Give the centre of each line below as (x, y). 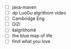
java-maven (24, 7)
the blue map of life (32, 36)
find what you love (31, 41)
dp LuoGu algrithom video (39, 13)
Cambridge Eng (28, 18)
